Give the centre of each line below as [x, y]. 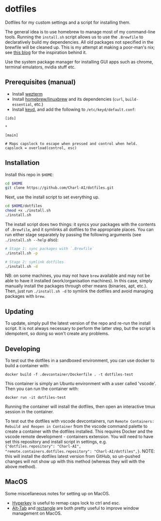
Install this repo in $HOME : [29, 174]
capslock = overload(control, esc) [41, 148]
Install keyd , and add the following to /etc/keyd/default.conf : [74, 109]
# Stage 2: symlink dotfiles [34, 262]
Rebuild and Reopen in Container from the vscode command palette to [76, 426]
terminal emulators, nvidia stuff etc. [40, 67]
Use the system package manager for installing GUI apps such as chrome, [79, 62]
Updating [19, 311]
